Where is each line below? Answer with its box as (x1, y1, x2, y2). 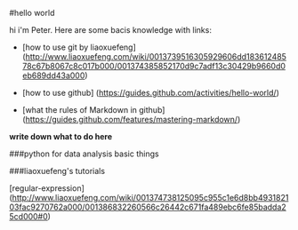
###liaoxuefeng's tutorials (9, 166, 105, 176)
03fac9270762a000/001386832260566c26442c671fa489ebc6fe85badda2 (9, 202, 286, 212)
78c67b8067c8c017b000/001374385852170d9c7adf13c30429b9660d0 (21, 61, 286, 71)
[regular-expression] (9, 183, 85, 194)
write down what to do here (9, 131, 113, 141)
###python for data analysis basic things (9, 148, 159, 159)
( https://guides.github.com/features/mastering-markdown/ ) (21, 115, 241, 124)
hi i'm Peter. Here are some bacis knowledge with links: (9, 25, 212, 35)
